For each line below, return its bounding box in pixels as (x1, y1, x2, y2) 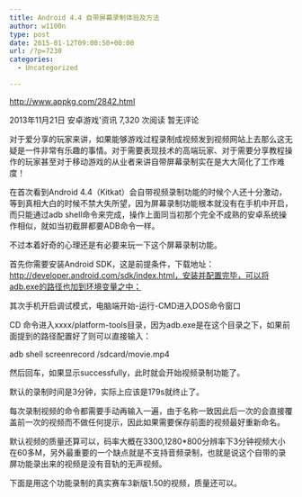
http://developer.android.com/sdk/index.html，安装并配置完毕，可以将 (9, 269, 270, 280)
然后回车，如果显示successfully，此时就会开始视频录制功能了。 (9, 366, 245, 378)
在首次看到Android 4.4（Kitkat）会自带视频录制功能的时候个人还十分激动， (9, 186, 288, 197)
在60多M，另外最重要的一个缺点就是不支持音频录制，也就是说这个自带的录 (9, 447, 287, 457)
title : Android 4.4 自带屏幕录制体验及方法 (9, 13, 160, 23)
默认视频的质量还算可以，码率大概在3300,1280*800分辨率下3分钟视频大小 (9, 436, 286, 447)
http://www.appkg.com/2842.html (9, 95, 136, 106)
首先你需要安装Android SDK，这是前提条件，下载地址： (9, 258, 215, 269)
